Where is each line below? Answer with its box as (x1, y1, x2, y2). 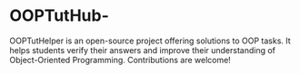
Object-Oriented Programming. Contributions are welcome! (9, 54, 232, 65)
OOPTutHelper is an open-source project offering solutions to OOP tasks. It (9, 35, 291, 46)
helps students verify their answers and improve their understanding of (9, 44, 275, 55)
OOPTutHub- (9, 5, 109, 26)
